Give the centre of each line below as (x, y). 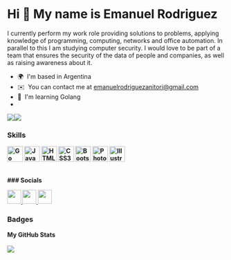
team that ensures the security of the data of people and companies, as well (116, 55)
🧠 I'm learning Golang (49, 97)
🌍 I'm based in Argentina (54, 76)
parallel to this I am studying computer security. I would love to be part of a (114, 48)
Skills (17, 135)
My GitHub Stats (31, 234)
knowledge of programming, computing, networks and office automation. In (115, 40)
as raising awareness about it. (50, 62)
